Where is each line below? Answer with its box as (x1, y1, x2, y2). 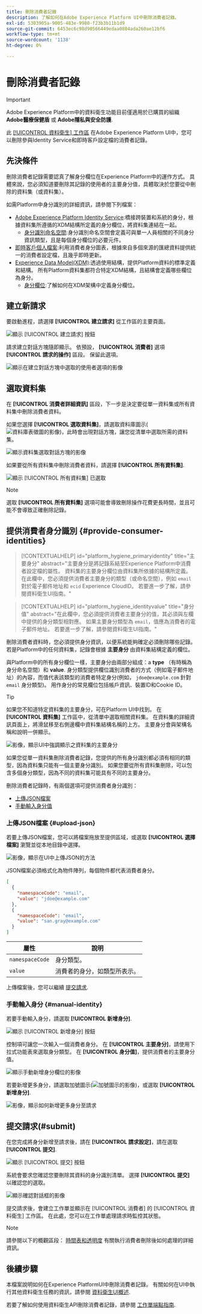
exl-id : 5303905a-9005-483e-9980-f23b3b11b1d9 (6, 20, 125, 26)
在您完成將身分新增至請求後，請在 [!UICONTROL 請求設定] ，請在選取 (6, 1138, 178, 1146)
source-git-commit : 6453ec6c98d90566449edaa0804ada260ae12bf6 (6, 25, 165, 32)
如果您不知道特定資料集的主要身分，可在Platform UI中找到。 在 (6, 706, 162, 713)
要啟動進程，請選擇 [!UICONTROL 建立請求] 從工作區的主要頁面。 (6, 318, 169, 325)
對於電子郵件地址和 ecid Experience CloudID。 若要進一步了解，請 (20, 583, 186, 590)
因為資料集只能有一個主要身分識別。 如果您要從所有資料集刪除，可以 (16, 761, 187, 769)
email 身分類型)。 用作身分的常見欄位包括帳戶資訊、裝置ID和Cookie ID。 (6, 681, 186, 688)
